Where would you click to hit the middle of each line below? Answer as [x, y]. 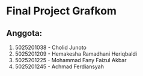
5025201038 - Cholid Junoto [51, 47]
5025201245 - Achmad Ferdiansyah [59, 66]
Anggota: [24, 33]
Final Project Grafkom [62, 11]
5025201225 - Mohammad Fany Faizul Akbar [71, 60]
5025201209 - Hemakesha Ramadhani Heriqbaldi [76, 54]
